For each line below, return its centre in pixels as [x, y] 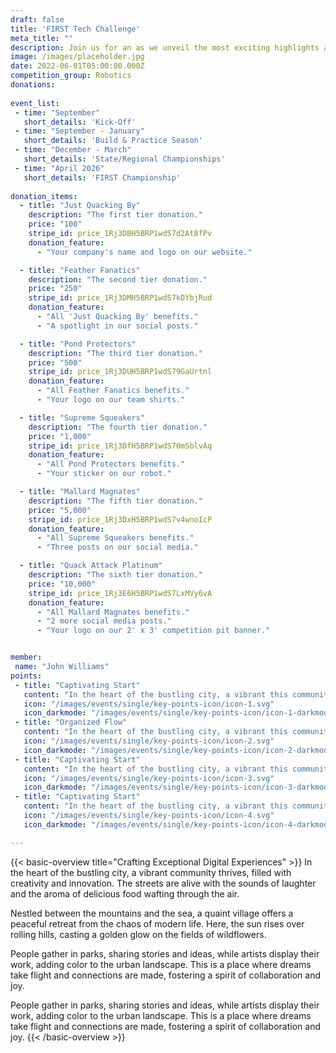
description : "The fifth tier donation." [115, 501]
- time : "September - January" [79, 131]
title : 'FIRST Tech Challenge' [75, 29]
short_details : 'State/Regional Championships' [124, 159]
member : [26, 657]
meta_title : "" [42, 38]
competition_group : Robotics [71, 76]
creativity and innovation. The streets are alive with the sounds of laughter [163, 883]
